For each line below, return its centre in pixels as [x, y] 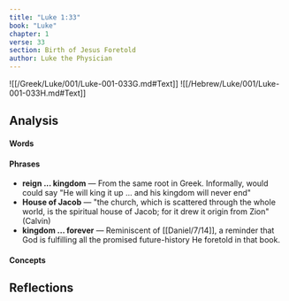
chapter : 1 [29, 34]
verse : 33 [27, 42]
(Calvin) [36, 221]
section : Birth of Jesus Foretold [73, 50]
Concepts [27, 260]
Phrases [25, 164]
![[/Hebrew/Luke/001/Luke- [230, 84]
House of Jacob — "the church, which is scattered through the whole [149, 202]
